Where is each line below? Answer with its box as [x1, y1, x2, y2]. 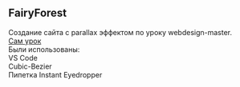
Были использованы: [8, 44, 80, 54]
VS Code [8, 53, 38, 62]
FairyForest [8, 6, 67, 20]
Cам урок [8, 36, 42, 45]
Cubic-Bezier [8, 61, 52, 71]
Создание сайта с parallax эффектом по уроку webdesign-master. [8, 27, 233, 37]
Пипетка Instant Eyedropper [8, 69, 103, 79]
